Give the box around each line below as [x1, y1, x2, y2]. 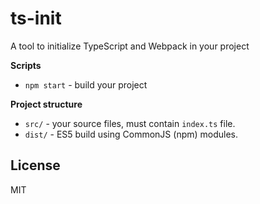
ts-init [10, 7, 62, 30]
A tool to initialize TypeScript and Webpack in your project [10, 40, 250, 52]
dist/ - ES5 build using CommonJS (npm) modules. [24, 128, 239, 140]
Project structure [10, 98, 83, 110]
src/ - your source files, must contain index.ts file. [24, 117, 236, 129]
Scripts [10, 59, 42, 71]
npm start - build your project [24, 78, 148, 91]
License [10, 157, 61, 174]
